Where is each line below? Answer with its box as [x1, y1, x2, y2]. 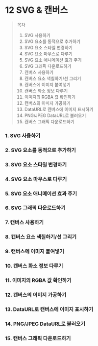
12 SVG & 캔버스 [5, 4, 68, 16]
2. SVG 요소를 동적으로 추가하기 [5, 147, 76, 154]
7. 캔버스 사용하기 [5, 219, 44, 226]
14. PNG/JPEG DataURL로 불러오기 [5, 320, 86, 327]
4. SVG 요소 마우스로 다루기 [5, 176, 67, 183]
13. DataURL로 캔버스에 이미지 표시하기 [5, 306, 94, 312]
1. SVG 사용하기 [5, 132, 41, 139]
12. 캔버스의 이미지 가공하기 [5, 292, 67, 298]
